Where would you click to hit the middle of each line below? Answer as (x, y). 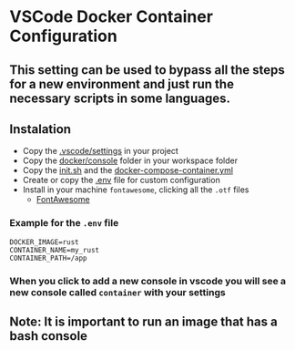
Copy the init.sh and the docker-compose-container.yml (128, 170)
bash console (49, 336)
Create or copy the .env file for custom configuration (121, 180)
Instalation (40, 129)
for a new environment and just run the (122, 84)
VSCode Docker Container (112, 17)
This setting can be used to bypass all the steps (147, 70)
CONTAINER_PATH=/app (49, 258)
